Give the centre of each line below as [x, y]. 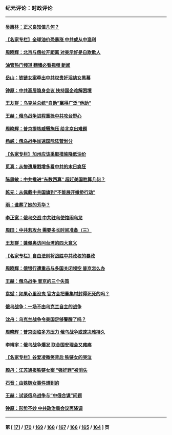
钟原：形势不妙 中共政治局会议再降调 [44, 408]
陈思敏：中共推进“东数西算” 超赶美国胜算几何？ [56, 179]
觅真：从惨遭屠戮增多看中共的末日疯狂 [46, 167]
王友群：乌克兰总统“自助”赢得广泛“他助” [48, 103]
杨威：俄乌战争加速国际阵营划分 [39, 141]
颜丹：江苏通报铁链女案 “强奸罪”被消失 [47, 370]
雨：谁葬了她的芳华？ [28, 205]
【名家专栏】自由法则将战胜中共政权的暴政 [50, 256]
